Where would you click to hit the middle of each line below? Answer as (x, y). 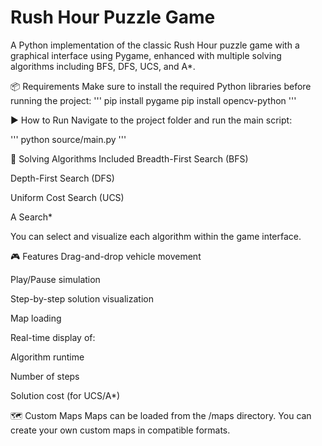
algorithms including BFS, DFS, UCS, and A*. (103, 66)
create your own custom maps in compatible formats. (120, 430)
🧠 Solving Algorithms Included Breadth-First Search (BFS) (129, 158)
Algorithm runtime (47, 357)
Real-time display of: (53, 337)
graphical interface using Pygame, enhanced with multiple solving (146, 55)
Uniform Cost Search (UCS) (67, 197)
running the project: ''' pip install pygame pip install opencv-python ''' (153, 100)
